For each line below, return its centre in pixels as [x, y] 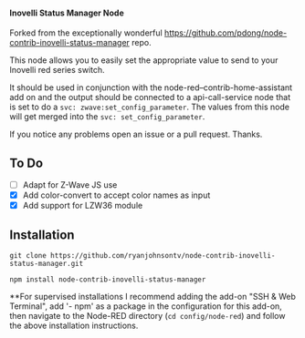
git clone [28, 256]
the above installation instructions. [74, 326]
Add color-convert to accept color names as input [116, 195]
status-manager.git [47, 264]
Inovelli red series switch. [57, 70]
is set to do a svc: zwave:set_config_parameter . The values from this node [150, 107]
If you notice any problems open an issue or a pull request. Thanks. [136, 134]
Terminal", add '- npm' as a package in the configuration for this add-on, [146, 306]
